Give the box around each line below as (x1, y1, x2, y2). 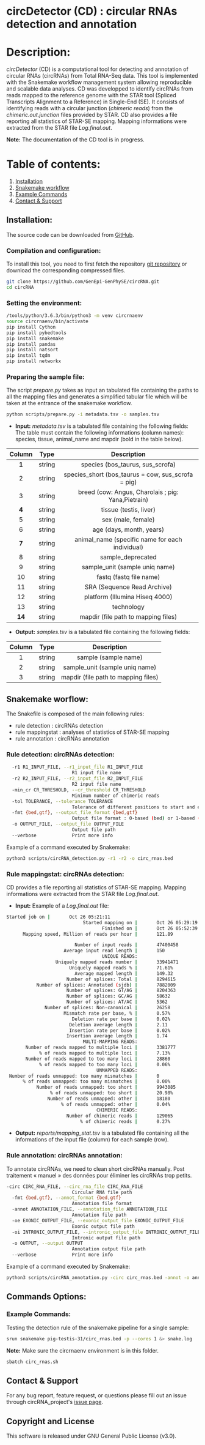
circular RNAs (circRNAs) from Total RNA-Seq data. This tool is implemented (6, 72, 198, 80)
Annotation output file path (71, 1246, 146, 1252)
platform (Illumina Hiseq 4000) (84, 592, 173, 601)
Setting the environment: (6, 299, 82, 307)
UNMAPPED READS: (96, 1067, 138, 1073)
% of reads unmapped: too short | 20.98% (49, 1090, 173, 1096)
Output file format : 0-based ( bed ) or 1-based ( (71, 815, 201, 821)
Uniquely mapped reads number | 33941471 (55, 959, 179, 965)
